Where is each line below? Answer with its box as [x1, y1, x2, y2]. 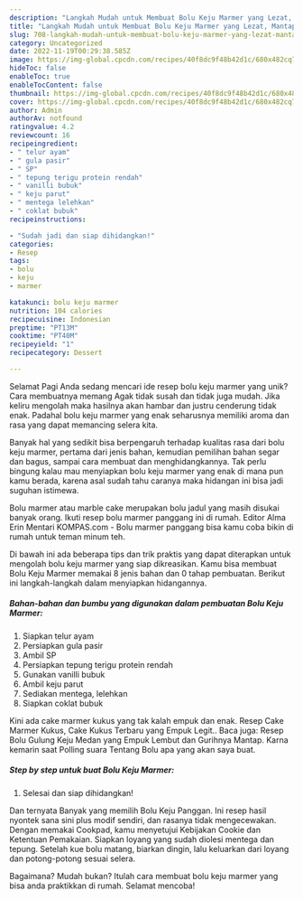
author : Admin [9, 106, 63, 115]
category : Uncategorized [9, 38, 103, 48]
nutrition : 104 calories [9, 306, 103, 315]
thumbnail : [9, 89, 50, 98]
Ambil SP [22, 650, 57, 661]
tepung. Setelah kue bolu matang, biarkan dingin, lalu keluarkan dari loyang [9, 843, 289, 854]
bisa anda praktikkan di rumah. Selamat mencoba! [9, 880, 196, 891]
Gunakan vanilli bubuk [22, 669, 106, 680]
